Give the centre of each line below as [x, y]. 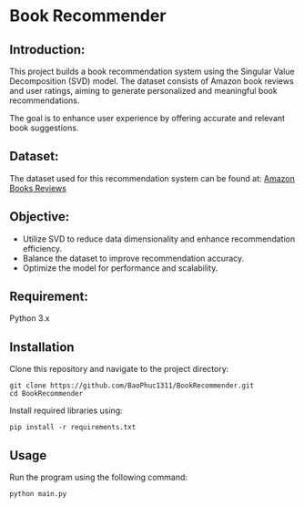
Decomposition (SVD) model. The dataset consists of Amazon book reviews [152, 81]
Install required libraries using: [66, 410]
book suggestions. [44, 128]
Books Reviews [38, 188]
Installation [42, 347]
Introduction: [47, 50]
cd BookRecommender [46, 394]
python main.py [38, 494]
